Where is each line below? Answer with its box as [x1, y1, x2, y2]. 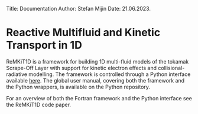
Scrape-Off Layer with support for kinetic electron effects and [6, 64, 157, 71]
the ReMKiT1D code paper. [6, 101, 72, 108]
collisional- [158, 64, 185, 71]
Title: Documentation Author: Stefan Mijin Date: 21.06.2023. [6, 5, 151, 12]
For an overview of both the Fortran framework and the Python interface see [6, 94, 192, 102]
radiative [6, 71, 28, 78]
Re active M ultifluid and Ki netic [6, 26, 161, 39]
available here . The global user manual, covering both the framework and [6, 77, 185, 84]
